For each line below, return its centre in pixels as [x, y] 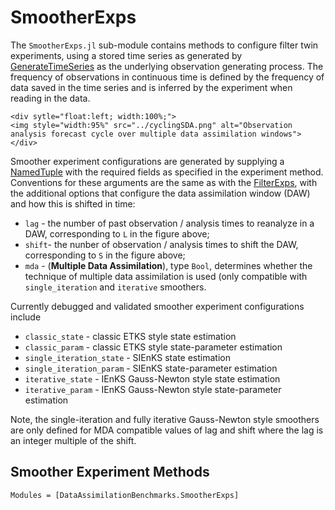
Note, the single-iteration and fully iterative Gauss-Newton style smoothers [165, 419]
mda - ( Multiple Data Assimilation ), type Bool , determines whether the [168, 265]
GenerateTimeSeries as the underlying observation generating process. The [167, 66]
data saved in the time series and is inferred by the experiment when [151, 87]
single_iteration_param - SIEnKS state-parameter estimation [151, 368]
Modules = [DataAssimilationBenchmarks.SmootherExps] [125, 495]
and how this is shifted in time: [73, 203]
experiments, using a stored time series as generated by [126, 55]
